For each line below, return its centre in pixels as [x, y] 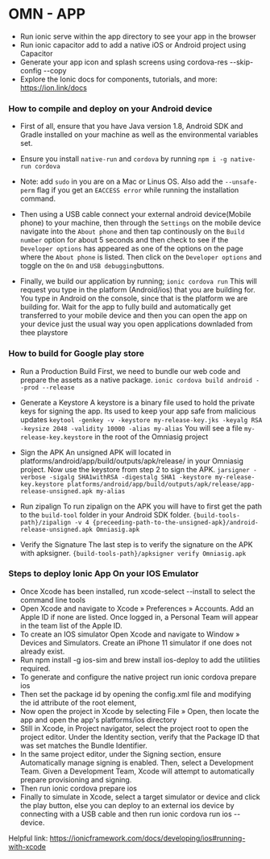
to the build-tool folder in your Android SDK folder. [106, 515]
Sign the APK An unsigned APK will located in [96, 452]
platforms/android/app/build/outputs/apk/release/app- [161, 484]
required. [35, 668]
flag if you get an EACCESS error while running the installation [138, 190]
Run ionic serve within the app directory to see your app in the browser [138, 36]
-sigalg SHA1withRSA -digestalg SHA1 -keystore [131, 477]
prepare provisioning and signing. [76, 779]
